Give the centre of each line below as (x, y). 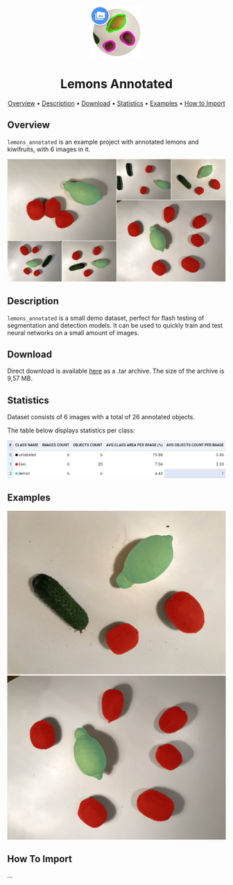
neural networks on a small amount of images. (73, 332)
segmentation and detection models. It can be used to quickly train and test (115, 325)
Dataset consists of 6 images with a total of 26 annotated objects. (101, 417)
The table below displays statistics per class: (71, 430)
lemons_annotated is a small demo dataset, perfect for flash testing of (106, 318)
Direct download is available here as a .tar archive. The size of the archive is (116, 371)
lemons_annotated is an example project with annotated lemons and (103, 142)
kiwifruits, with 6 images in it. (49, 149)
